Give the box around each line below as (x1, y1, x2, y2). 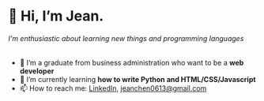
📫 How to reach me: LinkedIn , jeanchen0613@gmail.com (19, 84, 207, 93)
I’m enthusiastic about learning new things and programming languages (8, 33, 244, 43)
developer (19, 66, 55, 76)
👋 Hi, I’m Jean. (8, 7, 104, 25)
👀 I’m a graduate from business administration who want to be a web (19, 58, 244, 68)
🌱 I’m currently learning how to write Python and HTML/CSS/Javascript (19, 75, 256, 84)
